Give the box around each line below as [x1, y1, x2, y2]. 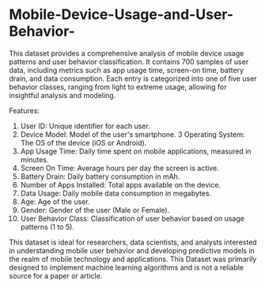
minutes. [20, 154, 50, 164]
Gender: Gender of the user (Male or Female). [20, 205, 170, 214]
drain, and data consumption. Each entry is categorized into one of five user [9, 74, 257, 83]
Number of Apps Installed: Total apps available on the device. [20, 180, 221, 189]
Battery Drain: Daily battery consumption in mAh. [20, 172, 180, 181]
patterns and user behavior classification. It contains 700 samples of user [9, 57, 249, 66]
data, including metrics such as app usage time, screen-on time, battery [9, 65, 244, 74]
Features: [9, 105, 40, 116]
